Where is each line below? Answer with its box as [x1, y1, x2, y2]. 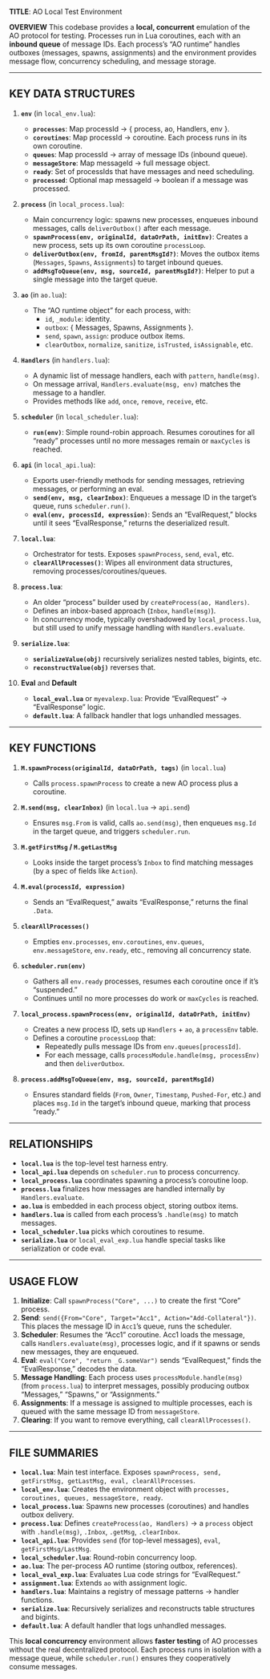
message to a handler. [32, 387, 107, 397]
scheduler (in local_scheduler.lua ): [20, 412, 139, 421]
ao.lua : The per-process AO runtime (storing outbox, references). [20, 1561, 238, 1571]
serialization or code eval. [20, 1243, 107, 1254]
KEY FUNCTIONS [9, 741, 97, 755]
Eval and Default [20, 678, 77, 687]
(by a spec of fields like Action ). [32, 866, 139, 875]
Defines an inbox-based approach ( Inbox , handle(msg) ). [32, 606, 216, 615]
